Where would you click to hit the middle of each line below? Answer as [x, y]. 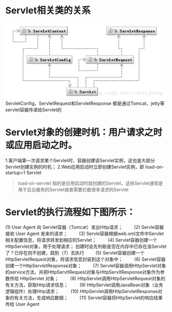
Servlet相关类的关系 [48, 11]
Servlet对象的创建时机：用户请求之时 [84, 132]
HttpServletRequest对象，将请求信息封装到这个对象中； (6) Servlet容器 [85, 259]
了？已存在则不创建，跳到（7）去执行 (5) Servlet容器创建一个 [75, 253]
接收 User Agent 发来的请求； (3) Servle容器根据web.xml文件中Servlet [85, 233]
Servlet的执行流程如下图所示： [70, 212]
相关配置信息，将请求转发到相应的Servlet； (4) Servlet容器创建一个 [81, 240]
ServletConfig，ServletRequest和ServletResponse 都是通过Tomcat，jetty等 [85, 103]
